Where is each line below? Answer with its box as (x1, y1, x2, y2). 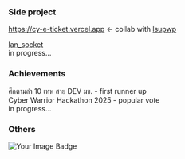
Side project (8, 6, 57, 17)
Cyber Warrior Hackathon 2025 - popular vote (8, 95, 160, 105)
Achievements (8, 68, 66, 79)
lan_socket (8, 40, 44, 49)
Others (8, 123, 36, 134)
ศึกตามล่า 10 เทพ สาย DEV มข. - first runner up (8, 86, 148, 95)
